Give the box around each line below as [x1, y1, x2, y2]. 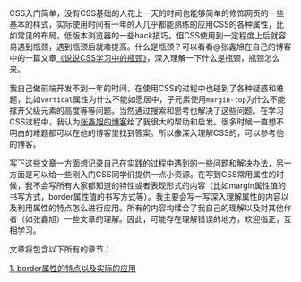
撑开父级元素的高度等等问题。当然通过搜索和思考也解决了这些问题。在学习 [9, 106, 284, 115]
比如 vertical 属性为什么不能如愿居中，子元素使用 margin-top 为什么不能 [24, 94, 286, 105]
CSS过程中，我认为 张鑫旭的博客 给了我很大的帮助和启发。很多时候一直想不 [9, 116, 285, 127]
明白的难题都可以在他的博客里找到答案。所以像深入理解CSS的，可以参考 [9, 128, 277, 138]
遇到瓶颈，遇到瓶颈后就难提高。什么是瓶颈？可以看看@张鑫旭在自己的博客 [16, 41, 292, 52]
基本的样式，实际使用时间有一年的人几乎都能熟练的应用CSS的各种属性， [9, 19, 277, 30]
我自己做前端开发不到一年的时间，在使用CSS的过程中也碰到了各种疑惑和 [9, 83, 277, 93]
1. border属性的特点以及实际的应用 [9, 263, 136, 273]
